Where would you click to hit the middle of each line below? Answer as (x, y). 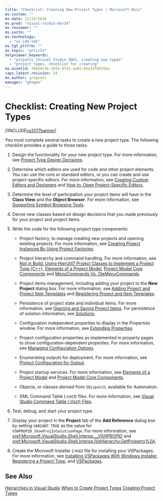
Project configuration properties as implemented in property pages (86, 337)
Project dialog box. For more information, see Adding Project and (85, 288)
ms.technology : (20, 37)
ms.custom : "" (19, 14)
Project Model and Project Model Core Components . (72, 377)
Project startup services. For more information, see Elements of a (85, 372)
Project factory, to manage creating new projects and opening (81, 238)
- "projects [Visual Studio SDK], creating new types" (66, 60)
